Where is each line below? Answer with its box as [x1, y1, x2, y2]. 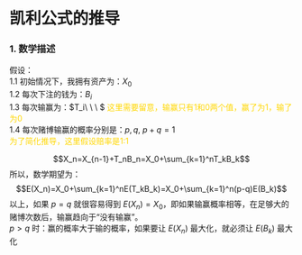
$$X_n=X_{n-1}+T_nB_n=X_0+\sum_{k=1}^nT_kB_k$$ [52, 154, 251, 165]
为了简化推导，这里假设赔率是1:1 [9, 136, 129, 147]
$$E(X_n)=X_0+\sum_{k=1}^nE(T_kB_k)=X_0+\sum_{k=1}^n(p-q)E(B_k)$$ [15, 184, 288, 195]
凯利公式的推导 [9, 8, 121, 29]
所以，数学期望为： [9, 168, 81, 180]
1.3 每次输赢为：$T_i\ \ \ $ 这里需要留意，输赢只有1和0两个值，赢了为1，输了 [9, 102, 293, 113]
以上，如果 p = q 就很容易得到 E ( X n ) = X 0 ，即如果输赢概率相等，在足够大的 [9, 199, 290, 212]
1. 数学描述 [9, 42, 56, 55]
